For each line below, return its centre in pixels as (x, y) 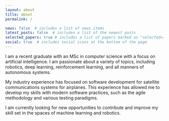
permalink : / (19, 19)
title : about (19, 14)
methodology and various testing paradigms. (52, 97)
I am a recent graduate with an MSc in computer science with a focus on (80, 56)
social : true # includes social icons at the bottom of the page (76, 42)
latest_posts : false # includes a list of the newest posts (71, 33)
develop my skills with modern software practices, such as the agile (75, 92)
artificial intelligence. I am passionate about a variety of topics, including (80, 61)
